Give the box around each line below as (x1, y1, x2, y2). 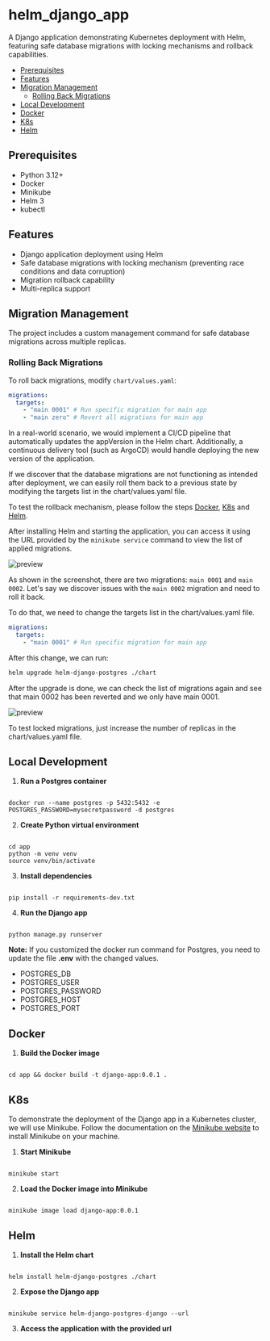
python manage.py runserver (8, 931, 103, 939)
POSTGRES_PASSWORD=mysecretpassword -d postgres (8, 806, 175, 815)
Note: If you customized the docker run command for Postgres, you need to (8, 945, 260, 954)
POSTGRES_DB (19, 969, 71, 979)
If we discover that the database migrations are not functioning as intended (8, 470, 258, 480)
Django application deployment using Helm (19, 249, 164, 259)
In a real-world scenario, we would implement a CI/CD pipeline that (8, 428, 231, 438)
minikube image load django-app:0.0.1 (8, 1207, 139, 1215)
